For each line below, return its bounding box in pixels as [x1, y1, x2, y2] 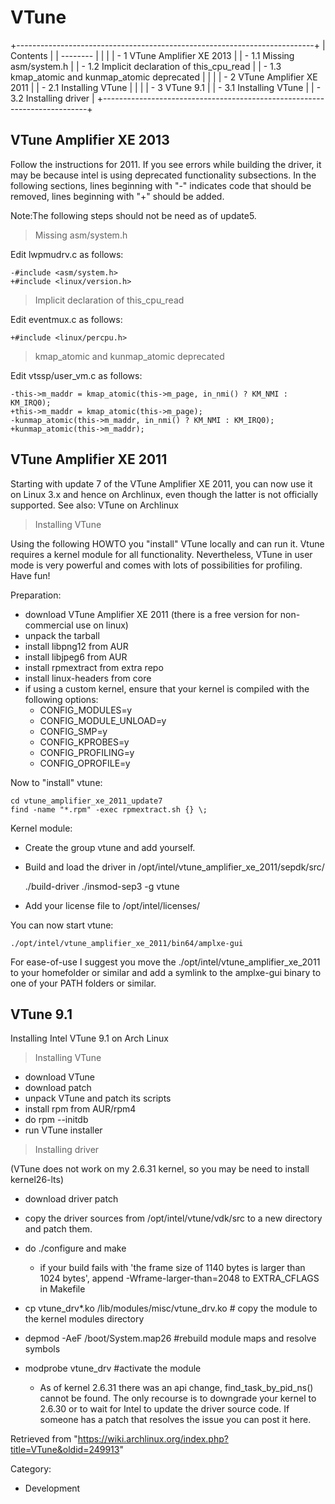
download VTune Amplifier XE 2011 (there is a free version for [24, 608, 278, 620]
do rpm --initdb [24, 1114, 89, 1126]
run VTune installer [24, 1124, 103, 1136]
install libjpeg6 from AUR [24, 651, 128, 663]
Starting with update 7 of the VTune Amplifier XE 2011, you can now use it [10, 477, 313, 490]
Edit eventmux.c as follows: [10, 313, 123, 325]
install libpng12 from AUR [24, 640, 129, 652]
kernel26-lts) [10, 1174, 65, 1186]
